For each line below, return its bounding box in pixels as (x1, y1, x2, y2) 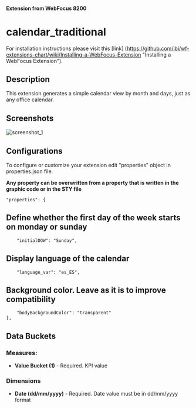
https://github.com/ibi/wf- (126, 45, 190, 52)
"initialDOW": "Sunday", (16, 237, 77, 244)
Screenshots (6, 113, 54, 123)
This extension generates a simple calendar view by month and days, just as (6, 90, 191, 97)
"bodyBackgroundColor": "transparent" (16, 310, 111, 316)
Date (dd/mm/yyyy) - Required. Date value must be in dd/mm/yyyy (14, 390, 178, 397)
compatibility (6, 294, 56, 304)
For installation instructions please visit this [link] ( (6, 45, 127, 52)
